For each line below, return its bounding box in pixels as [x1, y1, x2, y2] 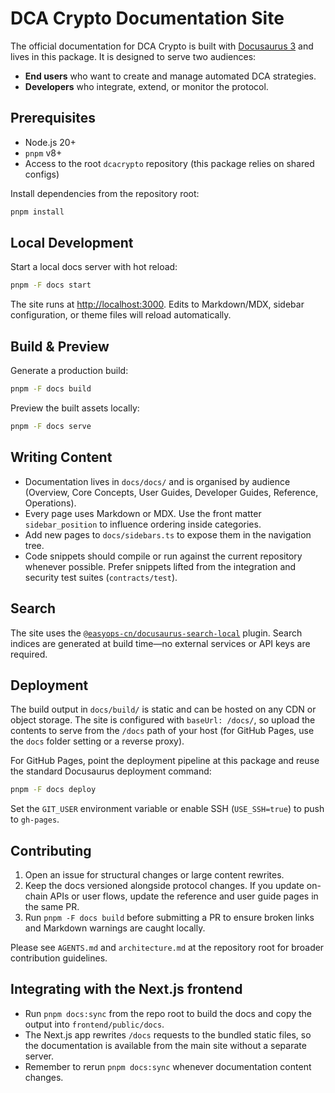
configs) [24, 168, 60, 180]
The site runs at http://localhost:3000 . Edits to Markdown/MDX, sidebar [10, 298, 305, 311]
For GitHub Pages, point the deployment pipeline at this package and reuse [10, 755, 320, 767]
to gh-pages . [10, 813, 60, 826]
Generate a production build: [10, 365, 129, 377]
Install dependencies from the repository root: [10, 187, 200, 199]
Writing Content [10, 449, 113, 466]
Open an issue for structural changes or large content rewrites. [24, 869, 285, 881]
